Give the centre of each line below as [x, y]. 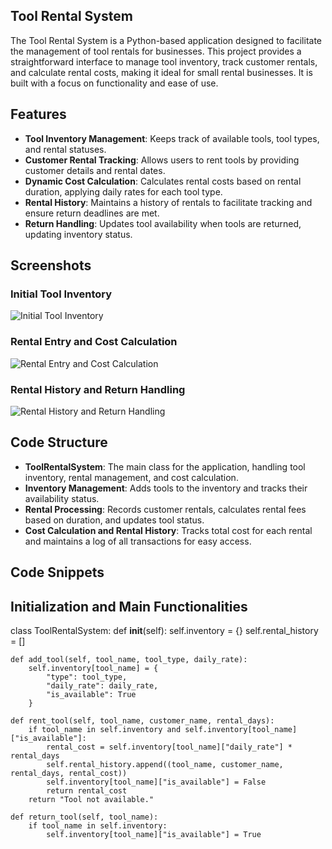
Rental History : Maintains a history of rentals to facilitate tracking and [168, 202]
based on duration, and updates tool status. [114, 520]
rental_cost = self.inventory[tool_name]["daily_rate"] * [169, 747]
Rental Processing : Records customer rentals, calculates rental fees [165, 509]
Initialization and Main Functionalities [129, 606]
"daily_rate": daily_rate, [102, 685]
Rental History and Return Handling [98, 389]
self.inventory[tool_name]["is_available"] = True [154, 834]
